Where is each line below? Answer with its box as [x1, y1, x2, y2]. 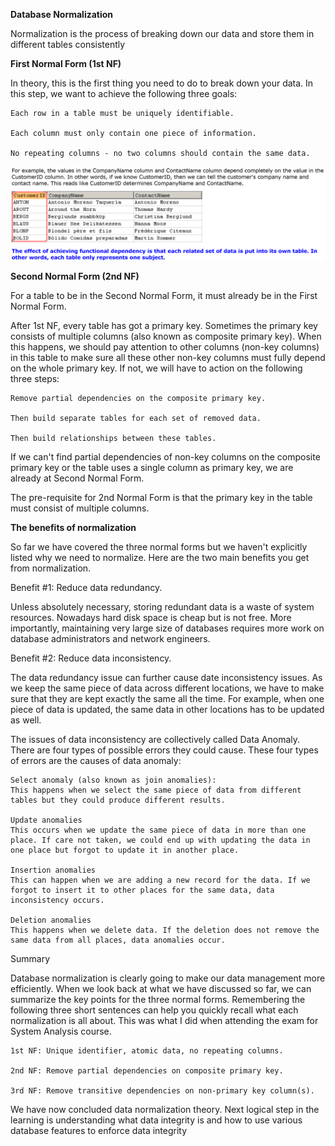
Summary [10, 952, 51, 964]
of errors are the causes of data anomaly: [10, 754, 182, 766]
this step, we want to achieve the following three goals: [10, 88, 238, 99]
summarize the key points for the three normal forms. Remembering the [10, 993, 306, 1005]
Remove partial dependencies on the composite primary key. [10, 393, 267, 403]
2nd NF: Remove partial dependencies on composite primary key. [10, 1065, 284, 1076]
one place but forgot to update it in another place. [10, 845, 240, 855]
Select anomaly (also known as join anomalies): [10, 775, 217, 785]
